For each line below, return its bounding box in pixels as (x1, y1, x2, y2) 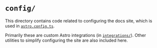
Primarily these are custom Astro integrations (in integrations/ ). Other (5, 32, 146, 38)
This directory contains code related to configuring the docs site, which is (5, 18, 153, 24)
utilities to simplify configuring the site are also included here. (5, 37, 128, 43)
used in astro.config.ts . (5, 23, 55, 29)
